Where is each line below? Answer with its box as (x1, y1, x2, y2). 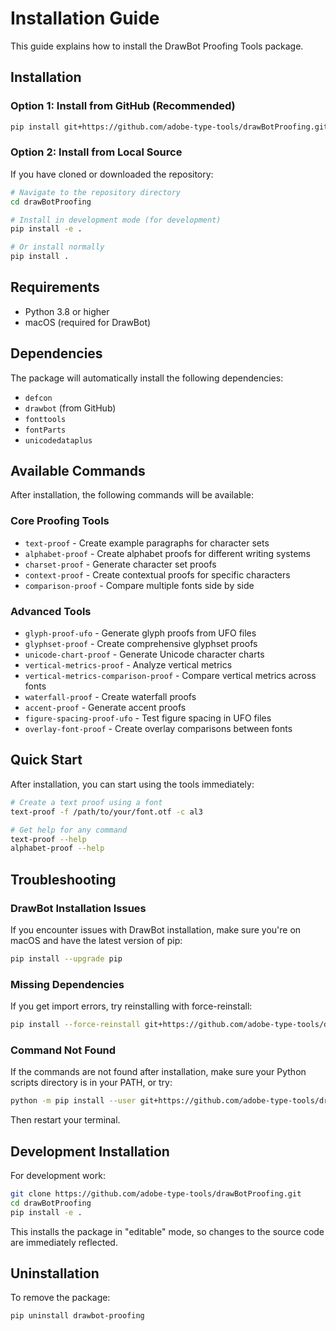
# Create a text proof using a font (10, 797, 163, 807)
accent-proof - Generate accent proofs (24, 702, 187, 714)
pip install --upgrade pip (10, 953, 123, 964)
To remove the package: (10, 1292, 111, 1304)
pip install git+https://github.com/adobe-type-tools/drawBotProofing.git (10, 122, 329, 132)
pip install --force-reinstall (10, 1020, 141, 1030)
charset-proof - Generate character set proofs (24, 558, 217, 570)
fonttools (24, 414, 67, 424)
